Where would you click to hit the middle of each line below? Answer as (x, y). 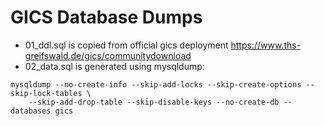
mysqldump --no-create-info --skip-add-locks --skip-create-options (156, 84)
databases (31, 111)
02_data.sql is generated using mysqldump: (114, 66)
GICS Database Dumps (106, 17)
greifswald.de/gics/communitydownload (108, 55)
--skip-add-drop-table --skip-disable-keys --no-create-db (154, 102)
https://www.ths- (266, 45)
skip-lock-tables (46, 93)
